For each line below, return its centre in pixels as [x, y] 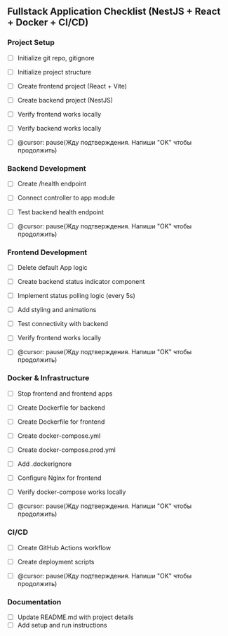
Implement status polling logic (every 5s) [76, 296]
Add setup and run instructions [62, 625]
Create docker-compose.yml [59, 436]
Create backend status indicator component [81, 282]
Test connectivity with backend [63, 324]
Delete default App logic [52, 267]
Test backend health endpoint [60, 212]
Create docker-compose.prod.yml [66, 450]
